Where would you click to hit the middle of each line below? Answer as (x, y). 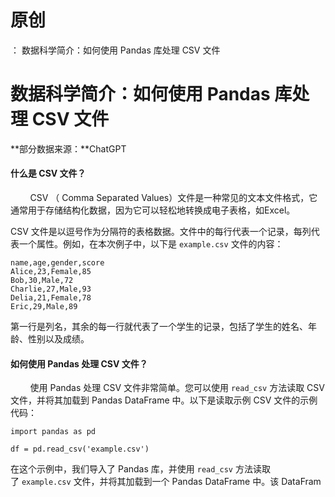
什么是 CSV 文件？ (48, 173)
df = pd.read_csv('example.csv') (80, 449)
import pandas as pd (53, 432)
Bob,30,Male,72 (42, 281)
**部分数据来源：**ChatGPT (68, 148)
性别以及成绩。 (58, 339)
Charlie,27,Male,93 (51, 289)
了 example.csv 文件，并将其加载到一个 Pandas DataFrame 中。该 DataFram (166, 482)
